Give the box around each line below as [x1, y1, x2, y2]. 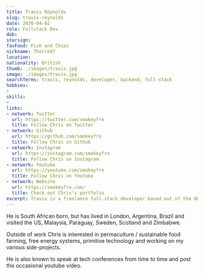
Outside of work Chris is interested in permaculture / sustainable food [6, 231, 181, 238]
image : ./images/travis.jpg [6, 71, 78, 77]
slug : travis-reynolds [6, 15, 64, 21]
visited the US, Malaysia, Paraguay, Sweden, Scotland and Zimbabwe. [6, 218, 181, 226]
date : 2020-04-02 [6, 20, 50, 26]
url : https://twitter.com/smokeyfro [12, 116, 104, 122]
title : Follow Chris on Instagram [12, 156, 99, 162]
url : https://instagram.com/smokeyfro [12, 150, 110, 156]
